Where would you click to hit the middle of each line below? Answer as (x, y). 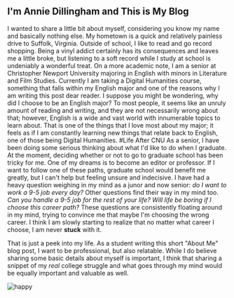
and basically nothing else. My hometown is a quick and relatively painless (115, 36)
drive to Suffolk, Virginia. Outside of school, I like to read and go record (110, 43)
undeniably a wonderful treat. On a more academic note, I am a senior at (112, 65)
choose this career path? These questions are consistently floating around (115, 207)
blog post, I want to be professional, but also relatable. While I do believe (112, 250)
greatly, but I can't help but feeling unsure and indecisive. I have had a (109, 177)
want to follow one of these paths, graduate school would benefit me (107, 170)
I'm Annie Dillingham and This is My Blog (98, 12)
